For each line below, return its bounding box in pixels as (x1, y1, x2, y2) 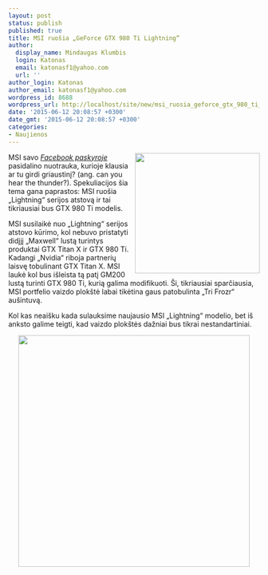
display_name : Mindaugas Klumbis (15, 49, 127, 57)
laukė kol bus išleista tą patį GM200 (8, 269, 126, 280)
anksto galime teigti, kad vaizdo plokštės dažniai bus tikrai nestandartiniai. (8, 319, 252, 328)
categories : (8, 123, 48, 131)
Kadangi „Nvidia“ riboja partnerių (8, 252, 117, 262)
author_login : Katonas (8, 78, 84, 86)
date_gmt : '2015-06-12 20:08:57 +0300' (8, 116, 141, 124)
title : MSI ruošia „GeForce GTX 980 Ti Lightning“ (8, 34, 180, 42)
